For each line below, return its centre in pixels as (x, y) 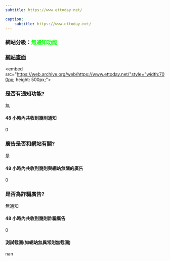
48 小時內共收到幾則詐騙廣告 (35, 218)
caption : (14, 19)
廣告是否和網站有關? (30, 144)
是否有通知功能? (25, 93)
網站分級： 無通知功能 (31, 43)
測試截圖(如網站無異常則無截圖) (38, 242)
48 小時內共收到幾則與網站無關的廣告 (44, 168)
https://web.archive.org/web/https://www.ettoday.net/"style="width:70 (91, 74)
